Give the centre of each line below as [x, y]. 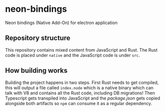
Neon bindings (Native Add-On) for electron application [61, 23]
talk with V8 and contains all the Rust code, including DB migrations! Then [80, 93]
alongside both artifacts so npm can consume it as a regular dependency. [79, 103]
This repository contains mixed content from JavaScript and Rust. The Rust [81, 50]
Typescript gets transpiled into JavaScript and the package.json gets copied [82, 98]
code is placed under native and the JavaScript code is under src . [73, 55]
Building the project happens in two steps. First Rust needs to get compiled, [82, 83]
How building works [36, 70]
